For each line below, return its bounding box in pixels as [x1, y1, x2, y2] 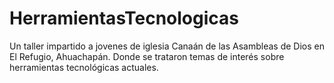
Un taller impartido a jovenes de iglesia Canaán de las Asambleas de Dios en [9, 40, 325, 52]
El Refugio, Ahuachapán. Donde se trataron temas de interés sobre [9, 50, 285, 62]
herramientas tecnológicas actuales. [9, 61, 159, 73]
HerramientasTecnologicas [9, 7, 239, 30]
